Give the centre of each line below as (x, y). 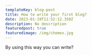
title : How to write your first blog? (46, 14)
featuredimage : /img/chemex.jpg (39, 33)
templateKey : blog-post (30, 10)
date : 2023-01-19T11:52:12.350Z (39, 19)
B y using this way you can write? (39, 47)
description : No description (36, 24)
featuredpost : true (26, 28)
